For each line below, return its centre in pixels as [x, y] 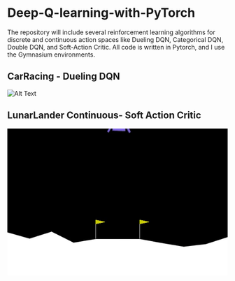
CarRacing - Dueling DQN [64, 77]
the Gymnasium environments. [51, 55]
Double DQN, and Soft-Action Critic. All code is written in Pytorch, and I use [116, 47]
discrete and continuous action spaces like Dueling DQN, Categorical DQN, [115, 39]
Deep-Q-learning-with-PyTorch [101, 13]
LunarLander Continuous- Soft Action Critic [104, 116]
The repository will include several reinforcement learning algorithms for [111, 32]
